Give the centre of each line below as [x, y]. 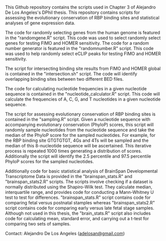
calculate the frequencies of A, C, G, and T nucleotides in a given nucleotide [83, 99]
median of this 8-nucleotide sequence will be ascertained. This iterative [78, 146]
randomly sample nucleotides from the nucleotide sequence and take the [80, 130]
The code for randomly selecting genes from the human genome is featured [83, 32]
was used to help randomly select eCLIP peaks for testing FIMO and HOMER [83, 54]
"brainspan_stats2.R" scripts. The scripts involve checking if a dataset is [79, 181]
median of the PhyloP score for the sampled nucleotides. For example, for [80, 135]
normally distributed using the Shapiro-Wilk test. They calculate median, [79, 187]
